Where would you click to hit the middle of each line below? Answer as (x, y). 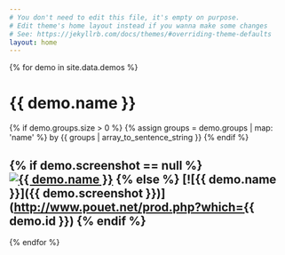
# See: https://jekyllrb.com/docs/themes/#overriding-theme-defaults (141, 34)
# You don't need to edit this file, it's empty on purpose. (125, 17)
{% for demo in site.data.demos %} (74, 68)
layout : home (33, 42)
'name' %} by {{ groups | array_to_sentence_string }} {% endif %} (129, 138)
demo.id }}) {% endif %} (78, 221)
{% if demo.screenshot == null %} (106, 165)
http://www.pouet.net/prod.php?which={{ (134, 207)
